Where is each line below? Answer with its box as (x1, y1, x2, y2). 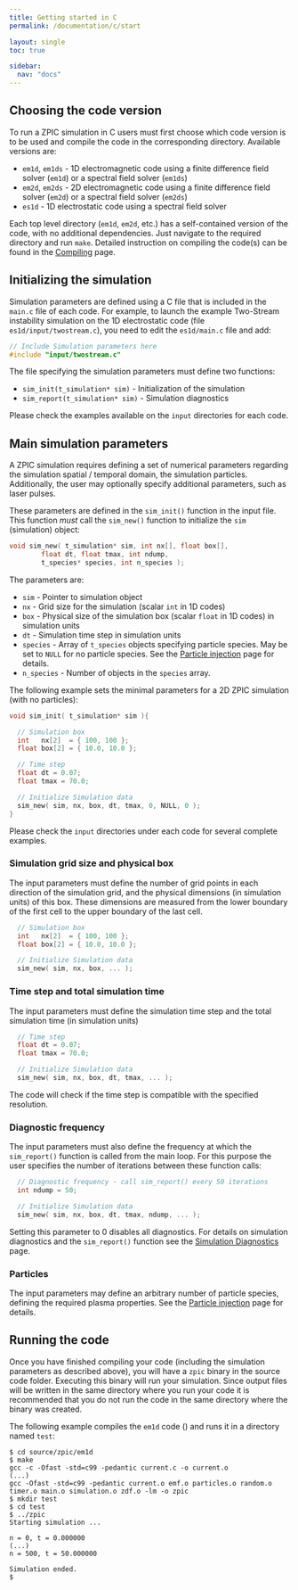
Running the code (9, 1332, 109, 1347)
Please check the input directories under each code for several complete (9, 826, 278, 836)
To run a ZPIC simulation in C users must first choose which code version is (9, 127, 286, 137)
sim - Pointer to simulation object (21, 591, 143, 602)
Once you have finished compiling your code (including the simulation (9, 1356, 265, 1367)
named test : (9, 1430, 55, 1441)
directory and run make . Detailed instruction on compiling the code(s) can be (9, 237, 287, 248)
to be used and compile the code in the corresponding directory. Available (9, 136, 281, 147)
